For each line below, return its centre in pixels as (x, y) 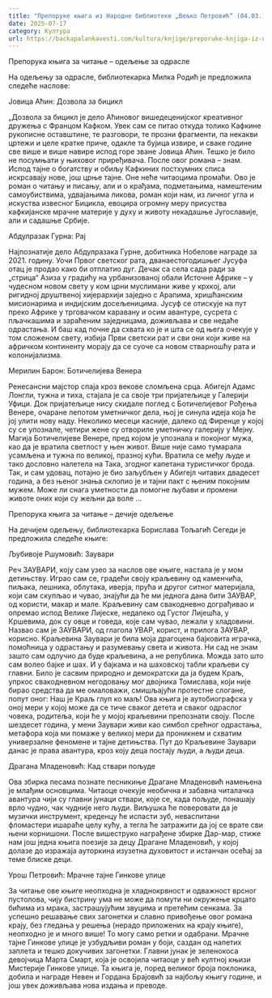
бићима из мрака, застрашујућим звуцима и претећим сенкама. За (125, 908)
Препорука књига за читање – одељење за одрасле (99, 62)
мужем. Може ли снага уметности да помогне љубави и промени (123, 490)
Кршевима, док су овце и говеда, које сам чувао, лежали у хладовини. (132, 621)
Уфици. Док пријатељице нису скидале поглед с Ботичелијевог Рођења (133, 404)
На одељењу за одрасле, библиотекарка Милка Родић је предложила (130, 77)
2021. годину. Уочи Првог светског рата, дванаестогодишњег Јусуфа (128, 261)
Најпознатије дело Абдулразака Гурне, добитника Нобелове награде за (133, 252)
